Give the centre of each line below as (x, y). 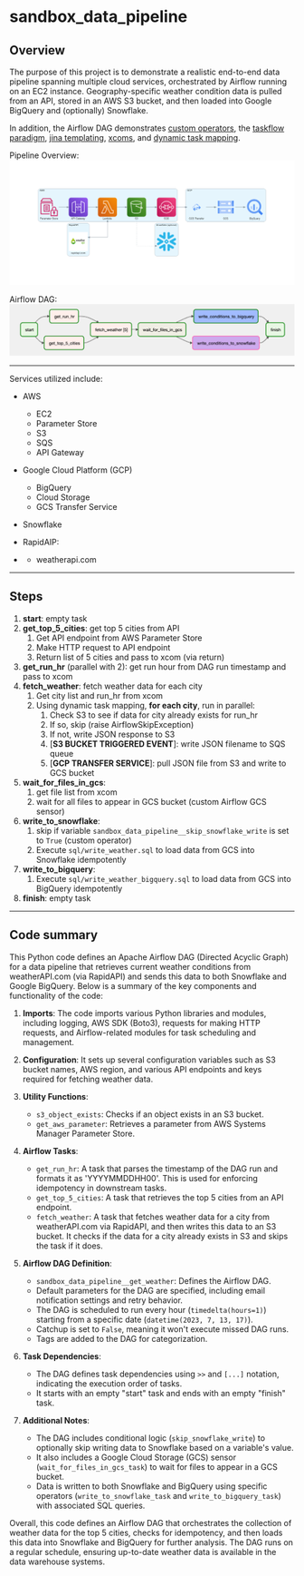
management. (48, 1042)
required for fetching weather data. (88, 1079)
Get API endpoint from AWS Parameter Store (119, 638)
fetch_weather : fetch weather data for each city (113, 686)
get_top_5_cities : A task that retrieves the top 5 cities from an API (160, 1197)
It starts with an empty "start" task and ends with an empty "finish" (161, 1393)
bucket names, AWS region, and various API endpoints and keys (142, 1069)
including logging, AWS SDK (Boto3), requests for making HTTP (141, 1023)
